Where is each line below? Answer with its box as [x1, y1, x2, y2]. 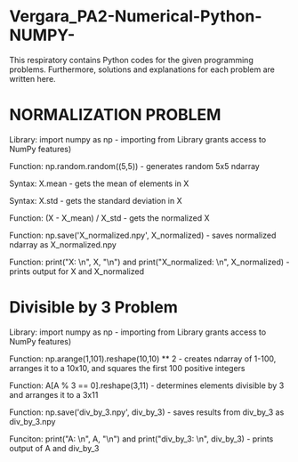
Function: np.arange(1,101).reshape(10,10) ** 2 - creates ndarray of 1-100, [9, 353, 277, 364]
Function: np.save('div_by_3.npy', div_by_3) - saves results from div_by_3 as [9, 407, 285, 417]
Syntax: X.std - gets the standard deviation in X [9, 195, 182, 206]
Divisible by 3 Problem [9, 297, 178, 318]
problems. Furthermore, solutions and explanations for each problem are [9, 64, 276, 75]
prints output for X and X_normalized [9, 265, 145, 277]
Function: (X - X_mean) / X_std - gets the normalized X [9, 212, 210, 223]
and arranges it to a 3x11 [9, 389, 99, 400]
